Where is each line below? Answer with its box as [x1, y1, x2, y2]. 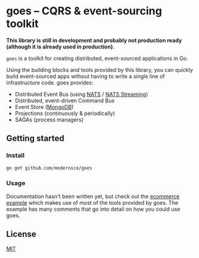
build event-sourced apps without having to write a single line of [6, 72, 165, 80]
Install [6, 151, 25, 160]
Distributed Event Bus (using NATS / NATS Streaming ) [14, 90, 149, 98]
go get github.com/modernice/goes [6, 165, 93, 171]
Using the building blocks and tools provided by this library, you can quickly [6, 66, 194, 73]
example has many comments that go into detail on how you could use [6, 205, 180, 213]
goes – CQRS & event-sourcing [6, 4, 162, 18]
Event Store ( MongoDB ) [14, 103, 74, 110]
